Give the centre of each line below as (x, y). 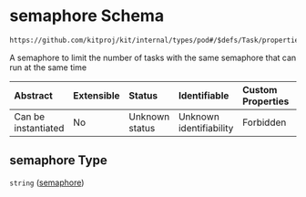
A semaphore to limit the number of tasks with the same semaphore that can (153, 57)
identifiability (206, 128)
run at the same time (48, 67)
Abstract (33, 95)
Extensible (96, 95)
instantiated (39, 128)
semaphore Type (58, 161)
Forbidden (265, 122)
